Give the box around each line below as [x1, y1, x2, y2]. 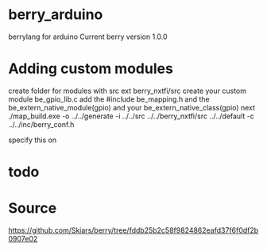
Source [8, 199, 57, 218]
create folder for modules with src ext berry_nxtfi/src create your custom [8, 86, 247, 95]
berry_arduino [8, 6, 103, 24]
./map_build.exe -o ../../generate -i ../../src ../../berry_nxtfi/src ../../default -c [8, 111, 254, 121]
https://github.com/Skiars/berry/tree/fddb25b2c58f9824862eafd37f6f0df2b [8, 226, 259, 235]
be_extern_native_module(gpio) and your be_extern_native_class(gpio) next [8, 102, 256, 112]
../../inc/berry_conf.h [8, 119, 75, 129]
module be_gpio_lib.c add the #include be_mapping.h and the [8, 94, 211, 104]
